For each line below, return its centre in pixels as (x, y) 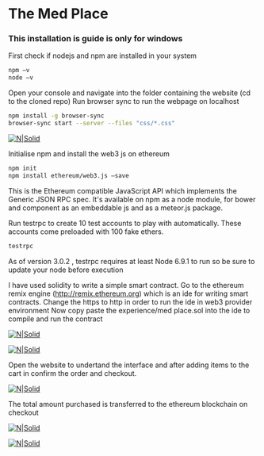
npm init (23, 168)
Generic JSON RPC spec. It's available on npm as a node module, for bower (132, 199)
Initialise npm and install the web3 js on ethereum (89, 153)
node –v (21, 78)
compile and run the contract (55, 319)
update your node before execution (66, 270)
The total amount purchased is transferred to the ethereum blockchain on (128, 404)
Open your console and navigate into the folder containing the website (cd (130, 93)
